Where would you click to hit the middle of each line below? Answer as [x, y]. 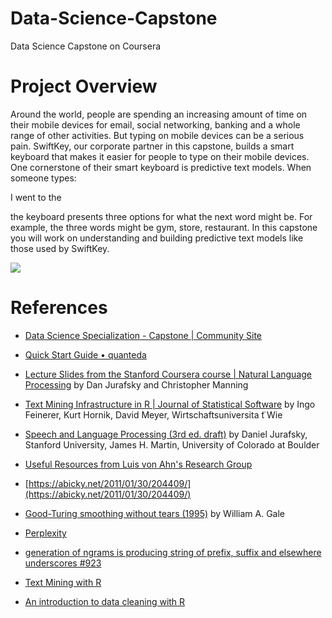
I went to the [36, 197]
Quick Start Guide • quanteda [85, 354]
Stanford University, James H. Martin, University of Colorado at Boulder [172, 444]
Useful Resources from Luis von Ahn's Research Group [138, 464]
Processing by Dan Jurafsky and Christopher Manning [136, 384]
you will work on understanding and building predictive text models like [157, 238]
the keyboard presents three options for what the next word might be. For [161, 216]
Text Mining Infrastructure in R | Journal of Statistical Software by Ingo [170, 404]
